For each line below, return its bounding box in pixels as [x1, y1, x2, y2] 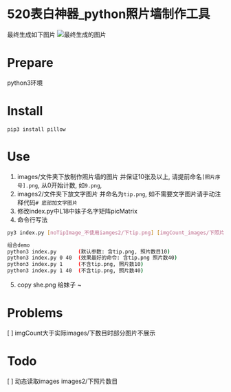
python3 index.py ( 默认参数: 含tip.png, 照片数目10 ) [7, 248, 170, 255]
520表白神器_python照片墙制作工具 [7, 6, 211, 22]
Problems [7, 305, 63, 321]
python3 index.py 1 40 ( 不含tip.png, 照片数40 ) [7, 267, 144, 274]
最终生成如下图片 [7, 30, 56, 39]
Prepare [7, 55, 54, 71]
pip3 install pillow [7, 125, 67, 133]
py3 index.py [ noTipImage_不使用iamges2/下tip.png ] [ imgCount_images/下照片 [7, 229, 225, 236]
